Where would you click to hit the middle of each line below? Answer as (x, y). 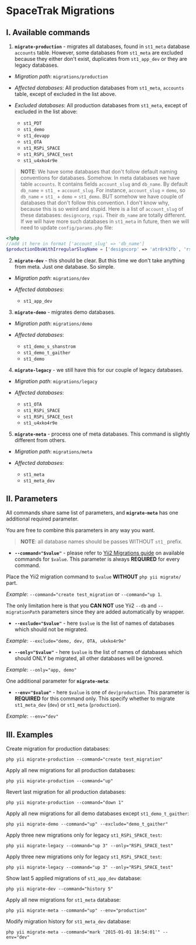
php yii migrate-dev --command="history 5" (60, 889)
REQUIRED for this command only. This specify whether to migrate (94, 699)
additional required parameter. (42, 519)
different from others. (40, 440)
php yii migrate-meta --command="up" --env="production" (77, 911)
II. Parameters (32, 499)
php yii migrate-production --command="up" (60, 781)
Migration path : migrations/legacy (56, 381)
